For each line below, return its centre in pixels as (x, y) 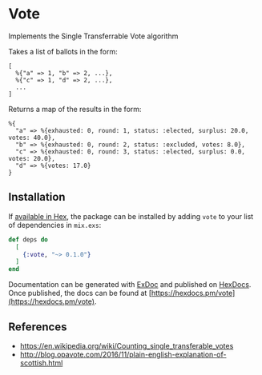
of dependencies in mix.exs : (55, 225)
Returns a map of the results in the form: (75, 109)
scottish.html (41, 363)
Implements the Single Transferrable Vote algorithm (93, 36)
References (38, 327)
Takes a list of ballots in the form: (63, 51)
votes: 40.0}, (32, 138)
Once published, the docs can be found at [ (80, 293)
